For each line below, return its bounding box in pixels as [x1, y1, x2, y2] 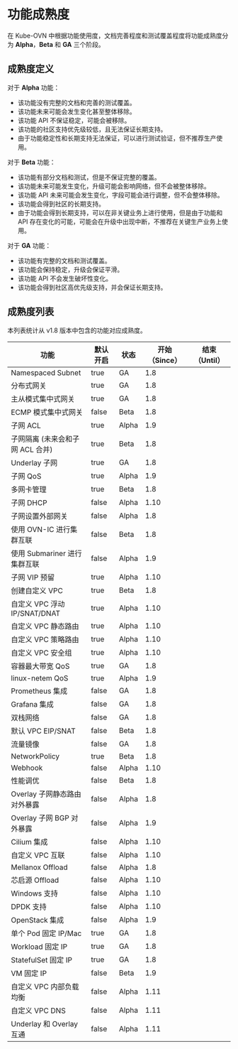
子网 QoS [11, 471, 42, 481]
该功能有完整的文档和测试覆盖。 [17, 256, 111, 265]
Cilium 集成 [11, 837, 48, 847]
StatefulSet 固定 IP [11, 955, 73, 964]
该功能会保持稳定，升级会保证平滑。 [17, 265, 124, 273]
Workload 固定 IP [11, 942, 68, 952]
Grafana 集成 [11, 699, 55, 709]
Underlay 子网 [11, 457, 58, 467]
